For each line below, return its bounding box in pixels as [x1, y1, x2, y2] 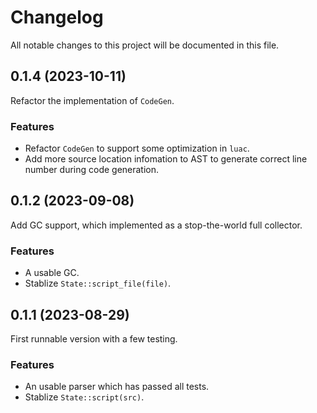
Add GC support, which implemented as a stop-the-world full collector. [10, 219, 303, 231]
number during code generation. [24, 164, 160, 176]
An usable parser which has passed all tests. [24, 381, 210, 393]
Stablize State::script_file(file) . [24, 277, 172, 290]
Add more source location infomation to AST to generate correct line [24, 153, 308, 165]
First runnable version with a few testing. [10, 332, 178, 345]
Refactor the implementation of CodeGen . [10, 94, 175, 106]
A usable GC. [24, 267, 80, 279]
